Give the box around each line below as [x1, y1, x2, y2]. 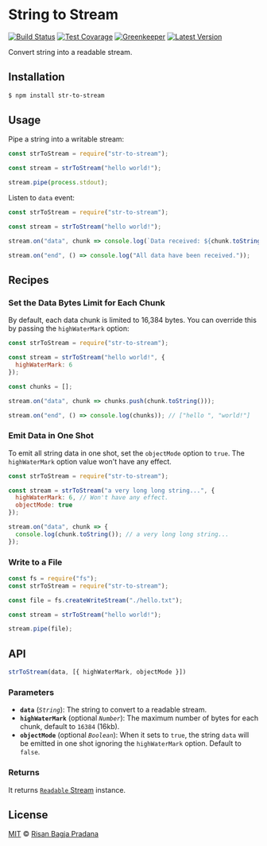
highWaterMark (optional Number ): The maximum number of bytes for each [19, 713, 259, 723]
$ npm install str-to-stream [8, 91, 105, 99]
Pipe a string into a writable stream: [8, 134, 125, 144]
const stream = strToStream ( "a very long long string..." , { [8, 487, 215, 495]
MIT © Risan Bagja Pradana [8, 829, 99, 839]
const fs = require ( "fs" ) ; [8, 574, 98, 582]
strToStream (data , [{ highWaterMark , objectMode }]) [8, 668, 187, 677]
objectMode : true [15, 501, 73, 510]
